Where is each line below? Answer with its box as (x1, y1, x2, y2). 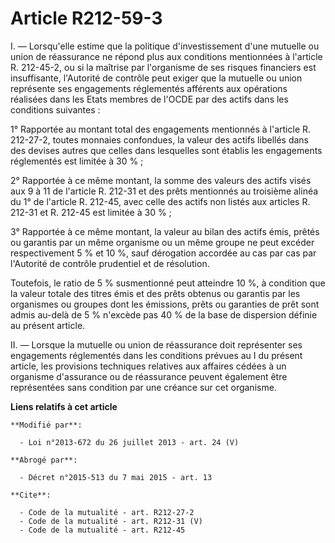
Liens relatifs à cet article (10, 400, 118, 412)
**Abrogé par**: (10, 455, 78, 465)
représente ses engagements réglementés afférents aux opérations (10, 82, 288, 94)
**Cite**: (10, 490, 52, 500)
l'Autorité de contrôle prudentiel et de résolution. (10, 257, 210, 269)
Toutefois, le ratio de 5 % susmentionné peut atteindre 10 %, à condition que (10, 277, 326, 289)
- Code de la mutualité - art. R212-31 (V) (19, 516, 203, 526)
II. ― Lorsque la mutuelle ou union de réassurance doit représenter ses (10, 338, 303, 351)
